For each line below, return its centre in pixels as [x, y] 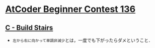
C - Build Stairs [29, 28]
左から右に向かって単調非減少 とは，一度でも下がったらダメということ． [83, 40]
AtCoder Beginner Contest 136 [70, 9]
